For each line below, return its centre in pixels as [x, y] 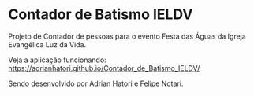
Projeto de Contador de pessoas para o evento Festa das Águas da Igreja [127, 36]
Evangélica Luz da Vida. [47, 44]
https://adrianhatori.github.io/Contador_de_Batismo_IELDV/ [104, 68]
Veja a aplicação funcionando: [57, 60]
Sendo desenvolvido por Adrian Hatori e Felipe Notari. [96, 83]
